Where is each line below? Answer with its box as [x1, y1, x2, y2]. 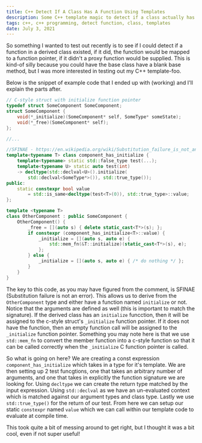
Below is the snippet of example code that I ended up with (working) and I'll [6, 79, 194, 86]
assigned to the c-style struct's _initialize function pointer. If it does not [6, 318, 189, 325]
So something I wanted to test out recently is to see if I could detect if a [6, 42, 183, 49]
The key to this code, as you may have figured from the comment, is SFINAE [6, 286, 195, 293]
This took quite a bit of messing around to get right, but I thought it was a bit [6, 424, 195, 431]
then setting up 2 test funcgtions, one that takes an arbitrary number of [6, 367, 183, 375]
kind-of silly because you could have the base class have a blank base [6, 61, 182, 68]
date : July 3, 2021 [6, 25, 55, 32]
